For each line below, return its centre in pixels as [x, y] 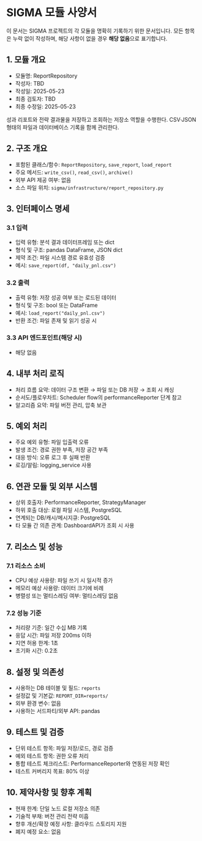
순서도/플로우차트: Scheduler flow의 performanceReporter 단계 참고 [99, 397]
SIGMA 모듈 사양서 [52, 13]
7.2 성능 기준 [24, 613]
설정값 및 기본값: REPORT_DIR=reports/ [62, 696]
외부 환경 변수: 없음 [38, 703]
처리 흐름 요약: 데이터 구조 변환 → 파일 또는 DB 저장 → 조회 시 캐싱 [95, 389]
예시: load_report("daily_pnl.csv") [60, 313]
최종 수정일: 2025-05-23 [46, 106]
